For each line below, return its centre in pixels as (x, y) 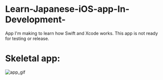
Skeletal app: (33, 59)
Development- (36, 20)
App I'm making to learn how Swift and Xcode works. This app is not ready (81, 33)
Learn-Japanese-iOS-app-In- (67, 9)
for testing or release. (27, 39)
